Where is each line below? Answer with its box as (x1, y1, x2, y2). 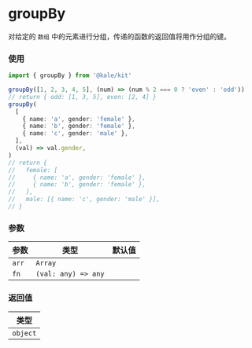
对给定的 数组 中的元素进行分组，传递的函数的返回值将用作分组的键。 (8, 31, 231, 41)
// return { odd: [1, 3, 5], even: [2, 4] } (8, 93, 157, 101)
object (12, 328, 37, 338)
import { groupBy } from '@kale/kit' (8, 71, 132, 79)
